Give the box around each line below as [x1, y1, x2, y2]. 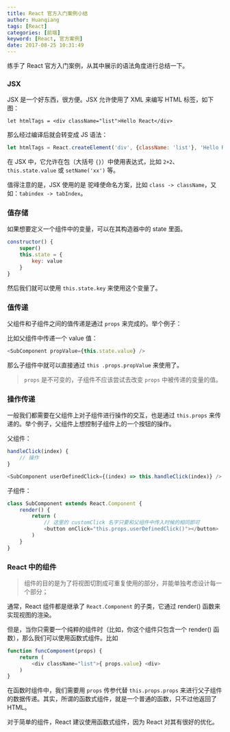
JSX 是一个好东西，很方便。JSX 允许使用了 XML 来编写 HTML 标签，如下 [7, 95, 214, 103]
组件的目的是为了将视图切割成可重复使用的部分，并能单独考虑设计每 [23, 578, 216, 587]
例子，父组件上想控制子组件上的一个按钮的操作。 [36, 419, 175, 428]
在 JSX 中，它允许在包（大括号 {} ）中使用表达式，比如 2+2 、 [7, 158, 179, 166]
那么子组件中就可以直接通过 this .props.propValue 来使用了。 [7, 361, 183, 369]
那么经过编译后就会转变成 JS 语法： [7, 131, 108, 139]
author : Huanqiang [7, 16, 60, 23]
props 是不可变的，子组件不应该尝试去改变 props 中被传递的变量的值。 [23, 375, 222, 384]
